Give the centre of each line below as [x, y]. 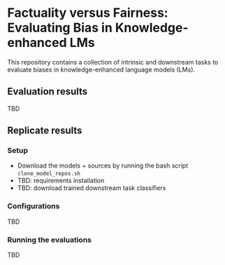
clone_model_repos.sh [49, 174]
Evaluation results [48, 91]
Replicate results [45, 131]
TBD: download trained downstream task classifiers [92, 188]
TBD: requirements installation [61, 181]
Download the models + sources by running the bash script [103, 165]
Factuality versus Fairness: [88, 13]
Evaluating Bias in [60, 28]
